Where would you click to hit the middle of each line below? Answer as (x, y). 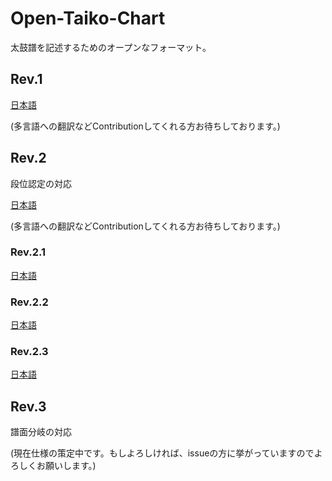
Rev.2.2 (29, 302)
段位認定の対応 (41, 183)
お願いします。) (66, 466)
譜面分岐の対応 (41, 432)
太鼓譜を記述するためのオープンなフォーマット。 (111, 47)
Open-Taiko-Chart (88, 18)
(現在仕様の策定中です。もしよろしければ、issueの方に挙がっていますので (162, 453)
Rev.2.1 (28, 252)
